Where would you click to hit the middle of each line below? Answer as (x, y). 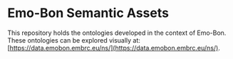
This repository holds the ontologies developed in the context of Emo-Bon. (117, 33)
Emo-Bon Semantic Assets (88, 13)
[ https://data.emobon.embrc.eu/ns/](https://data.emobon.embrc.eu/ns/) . (114, 48)
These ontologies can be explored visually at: (74, 40)
